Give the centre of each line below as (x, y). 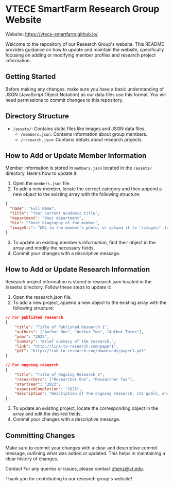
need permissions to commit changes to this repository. (64, 100)
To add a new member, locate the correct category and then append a (87, 189)
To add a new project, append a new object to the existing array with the (90, 303)
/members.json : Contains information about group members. (84, 134)
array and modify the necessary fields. (54, 248)
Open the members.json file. (42, 184)
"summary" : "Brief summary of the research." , (65, 341)
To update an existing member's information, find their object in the (84, 242)
